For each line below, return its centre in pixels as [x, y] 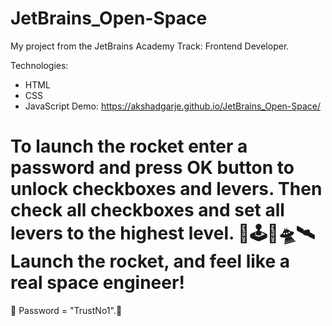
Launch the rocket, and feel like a [150, 261]
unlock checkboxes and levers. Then [166, 189]
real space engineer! [97, 283]
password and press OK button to [152, 168]
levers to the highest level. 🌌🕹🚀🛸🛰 [163, 233]
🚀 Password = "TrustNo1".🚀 [66, 310]
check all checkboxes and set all [147, 210]
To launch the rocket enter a [129, 146]
